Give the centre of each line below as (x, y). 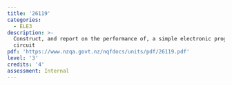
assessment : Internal (38, 71)
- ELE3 (23, 26)
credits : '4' (26, 64)
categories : (24, 20)
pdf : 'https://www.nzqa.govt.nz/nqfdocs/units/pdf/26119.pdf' (98, 52)
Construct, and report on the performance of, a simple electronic (113, 39)
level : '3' (23, 58)
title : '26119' (29, 13)
